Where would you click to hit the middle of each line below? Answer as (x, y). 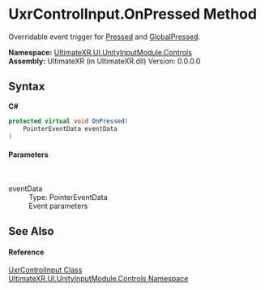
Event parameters (58, 206)
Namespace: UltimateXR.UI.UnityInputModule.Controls (100, 52)
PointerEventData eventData (70, 128)
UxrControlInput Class (45, 270)
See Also (31, 231)
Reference (26, 252)
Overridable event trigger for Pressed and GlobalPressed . (105, 37)
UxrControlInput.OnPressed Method (133, 14)
